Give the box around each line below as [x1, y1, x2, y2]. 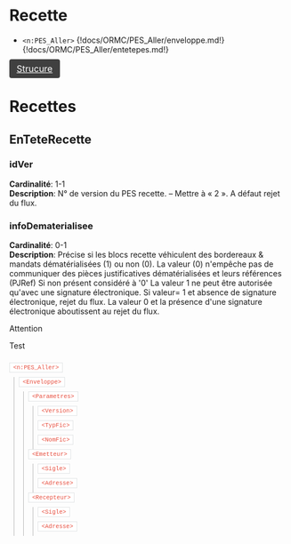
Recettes [9, 97, 77, 116]
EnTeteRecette [9, 132, 92, 147]
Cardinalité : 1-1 [9, 179, 66, 189]
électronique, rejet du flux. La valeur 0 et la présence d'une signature [9, 297, 263, 308]
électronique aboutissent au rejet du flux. [9, 306, 160, 316]
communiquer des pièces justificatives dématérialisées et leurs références [9, 268, 282, 279]
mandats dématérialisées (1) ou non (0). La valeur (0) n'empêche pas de [9, 259, 274, 269]
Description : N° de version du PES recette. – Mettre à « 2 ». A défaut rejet [9, 188, 280, 198]
